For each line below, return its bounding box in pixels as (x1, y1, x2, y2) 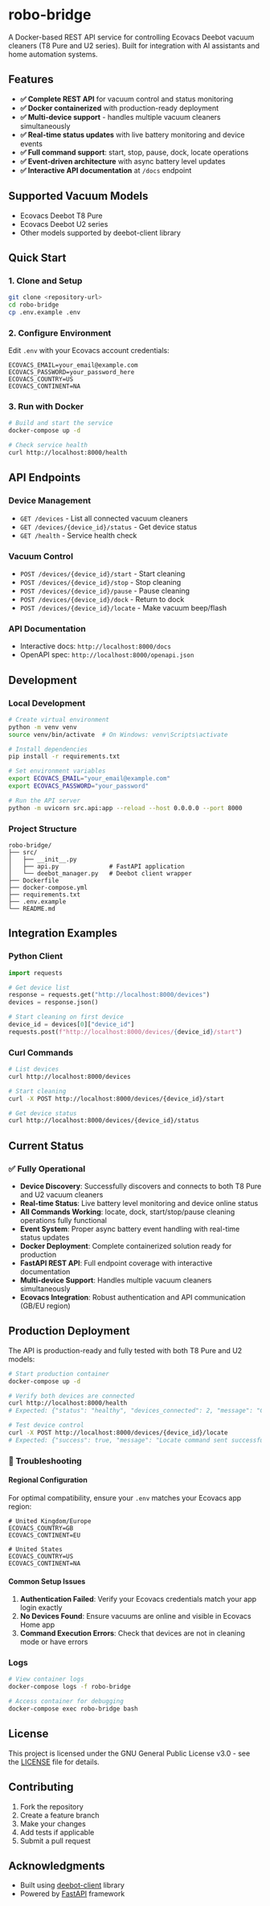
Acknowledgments (8, 1859, 106, 1872)
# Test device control (8, 1422, 84, 1430)
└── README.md (8, 904, 56, 912)
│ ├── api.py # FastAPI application (8, 862, 185, 871)
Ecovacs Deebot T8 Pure (19, 211, 103, 220)
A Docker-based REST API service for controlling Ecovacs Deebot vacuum (8, 32, 255, 42)
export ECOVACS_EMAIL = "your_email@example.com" (8, 775, 171, 783)
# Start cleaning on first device (8, 1013, 125, 1021)
